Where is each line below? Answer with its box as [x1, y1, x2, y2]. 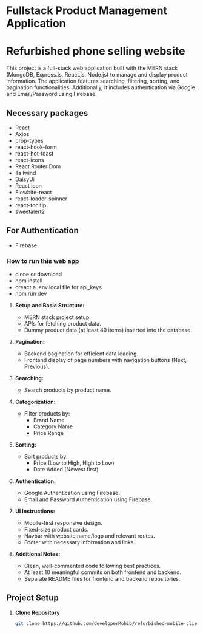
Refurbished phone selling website [6, 44, 186, 58]
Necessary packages [6, 108, 88, 118]
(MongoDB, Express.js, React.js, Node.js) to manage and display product [6, 71, 188, 78]
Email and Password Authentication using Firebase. [24, 496, 153, 503]
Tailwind [15, 169, 36, 176]
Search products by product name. [24, 386, 111, 394]
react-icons [15, 156, 44, 163]
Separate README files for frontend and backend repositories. [24, 575, 181, 583]
